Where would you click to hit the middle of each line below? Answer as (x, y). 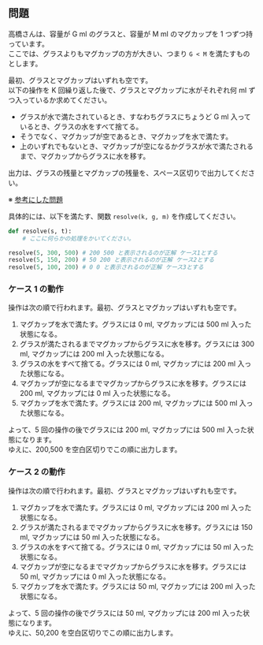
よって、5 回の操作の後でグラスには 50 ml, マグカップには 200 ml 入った (126, 613)
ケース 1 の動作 (36, 289)
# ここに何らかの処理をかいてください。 (79, 238)
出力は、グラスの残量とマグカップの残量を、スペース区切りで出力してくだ (128, 173)
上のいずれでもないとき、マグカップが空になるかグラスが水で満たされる (137, 146)
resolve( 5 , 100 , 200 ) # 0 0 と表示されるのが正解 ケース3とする (106, 267)
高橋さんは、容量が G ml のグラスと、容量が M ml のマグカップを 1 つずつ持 (131, 34)
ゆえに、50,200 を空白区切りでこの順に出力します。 (93, 632)
